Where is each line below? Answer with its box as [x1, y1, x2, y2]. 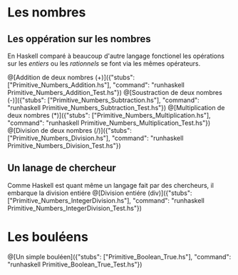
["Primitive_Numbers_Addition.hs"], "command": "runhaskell [7, 81, 185, 89]
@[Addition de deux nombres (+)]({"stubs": [7, 73, 135, 81]
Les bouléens [7, 229, 89, 245]
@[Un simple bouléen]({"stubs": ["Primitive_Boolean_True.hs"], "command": [7, 252, 232, 261]
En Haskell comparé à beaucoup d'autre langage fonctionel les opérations [7, 51, 224, 60]
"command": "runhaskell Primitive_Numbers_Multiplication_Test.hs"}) [7, 119, 211, 127]
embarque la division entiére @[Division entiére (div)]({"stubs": [7, 189, 192, 197]
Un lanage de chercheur [7, 162, 116, 174]
